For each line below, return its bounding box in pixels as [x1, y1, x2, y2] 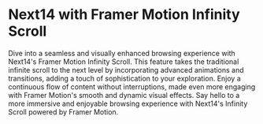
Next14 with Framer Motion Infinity [8, 6, 240, 24]
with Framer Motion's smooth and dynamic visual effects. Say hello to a [8, 90, 240, 100]
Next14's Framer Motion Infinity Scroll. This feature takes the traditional [8, 57, 239, 66]
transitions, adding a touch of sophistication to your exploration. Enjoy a [8, 73, 242, 83]
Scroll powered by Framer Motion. [8, 107, 119, 116]
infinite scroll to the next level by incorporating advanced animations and [8, 65, 244, 74]
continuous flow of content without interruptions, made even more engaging [8, 81, 256, 92]
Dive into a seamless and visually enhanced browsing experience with [8, 48, 236, 58]
